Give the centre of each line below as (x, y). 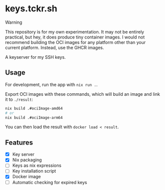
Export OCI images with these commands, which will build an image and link (83, 94)
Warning (14, 22)
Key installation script (34, 171)
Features (19, 142)
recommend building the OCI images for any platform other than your (75, 42)
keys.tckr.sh (31, 9)
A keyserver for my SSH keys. (35, 57)
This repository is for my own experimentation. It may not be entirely (75, 32)
